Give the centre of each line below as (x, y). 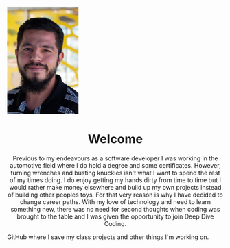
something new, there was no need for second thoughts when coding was (115, 209)
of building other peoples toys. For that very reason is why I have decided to (115, 195)
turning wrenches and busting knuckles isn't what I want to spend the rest (115, 173)
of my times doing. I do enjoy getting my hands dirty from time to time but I (115, 180)
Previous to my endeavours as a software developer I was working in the (115, 158)
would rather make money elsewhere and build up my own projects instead (115, 187)
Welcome (115, 139)
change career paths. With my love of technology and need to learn (115, 201)
